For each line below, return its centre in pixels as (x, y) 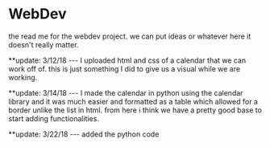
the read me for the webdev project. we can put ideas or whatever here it (130, 36)
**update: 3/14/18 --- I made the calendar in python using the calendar (126, 92)
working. (23, 77)
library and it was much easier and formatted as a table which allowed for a (133, 101)
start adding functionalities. (54, 118)
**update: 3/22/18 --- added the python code (84, 134)
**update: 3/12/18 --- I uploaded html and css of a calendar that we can (127, 60)
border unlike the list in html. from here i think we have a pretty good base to (135, 110)
